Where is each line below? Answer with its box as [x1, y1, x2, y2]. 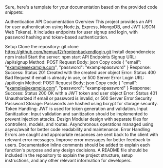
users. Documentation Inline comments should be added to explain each [5, 142, 150, 148]
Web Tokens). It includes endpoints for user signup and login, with [5, 29, 138, 35]
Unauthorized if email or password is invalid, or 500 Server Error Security [5, 95, 152, 101]
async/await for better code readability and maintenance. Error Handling [5, 127, 150, 132]
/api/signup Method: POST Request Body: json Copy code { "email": [5, 59, 142, 65]
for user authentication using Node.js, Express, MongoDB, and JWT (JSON [5, 24, 155, 30]
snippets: [5, 9, 24, 15]
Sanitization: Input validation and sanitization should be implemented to [5, 111, 148, 116]
